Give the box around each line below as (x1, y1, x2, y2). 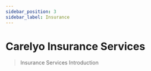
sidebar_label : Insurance (5, 14, 70, 20)
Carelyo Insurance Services (5, 40, 146, 53)
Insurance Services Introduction (20, 59, 99, 66)
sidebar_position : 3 (5, 8, 57, 15)
